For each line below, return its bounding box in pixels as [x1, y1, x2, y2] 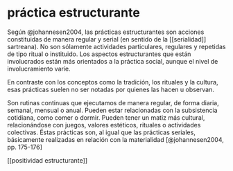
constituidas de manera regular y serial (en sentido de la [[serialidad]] [7, 35, 207, 43]
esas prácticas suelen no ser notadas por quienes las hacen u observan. [7, 85, 215, 93]
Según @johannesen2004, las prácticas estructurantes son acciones [7, 28, 205, 36]
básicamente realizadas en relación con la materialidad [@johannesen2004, [7, 135, 224, 143]
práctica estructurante [7, 5, 140, 21]
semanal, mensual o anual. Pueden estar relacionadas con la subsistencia [7, 106, 218, 114]
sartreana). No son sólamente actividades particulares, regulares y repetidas [7, 42, 226, 51]
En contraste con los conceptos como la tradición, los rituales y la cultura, [7, 78, 218, 86]
